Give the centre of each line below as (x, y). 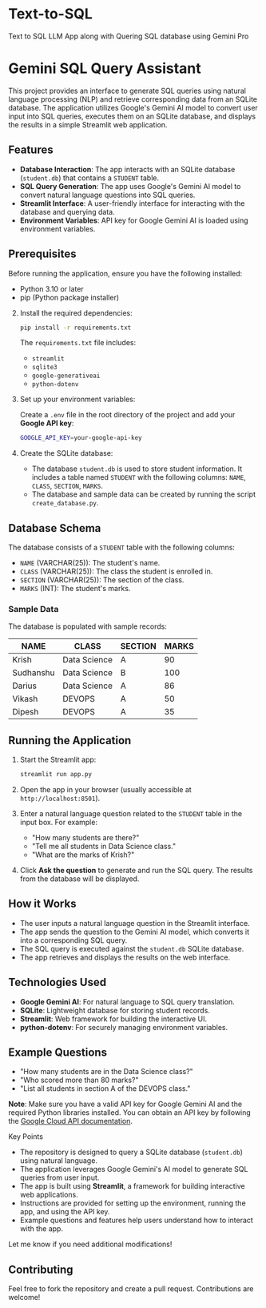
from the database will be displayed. (79, 879)
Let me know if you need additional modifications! (90, 1244)
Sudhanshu (34, 673)
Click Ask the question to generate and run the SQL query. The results (136, 871)
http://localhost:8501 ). (60, 799)
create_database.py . (65, 503)
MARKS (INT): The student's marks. (75, 589)
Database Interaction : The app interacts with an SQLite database (127, 169)
